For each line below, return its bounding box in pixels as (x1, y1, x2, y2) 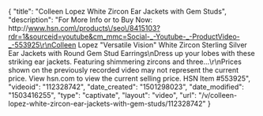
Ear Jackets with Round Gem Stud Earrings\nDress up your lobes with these (8, 49, 255, 58)
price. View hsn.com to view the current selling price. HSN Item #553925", (8, 74, 251, 83)
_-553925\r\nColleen (8, 40, 77, 50)
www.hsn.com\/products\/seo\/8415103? (28, 24, 160, 32)
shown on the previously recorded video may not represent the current (8, 65, 239, 74)
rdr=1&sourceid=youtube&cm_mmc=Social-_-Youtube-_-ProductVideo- (8, 32, 240, 41)
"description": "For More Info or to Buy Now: (8, 15, 152, 24)
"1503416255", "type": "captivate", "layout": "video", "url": (8, 91, 197, 99)
